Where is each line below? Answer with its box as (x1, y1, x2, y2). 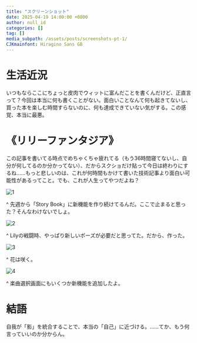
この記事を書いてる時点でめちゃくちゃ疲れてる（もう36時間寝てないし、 (6, 154, 182, 162)
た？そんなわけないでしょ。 (6, 208, 74, 215)
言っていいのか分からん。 (6, 330, 68, 337)
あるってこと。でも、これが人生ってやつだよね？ (21, 177, 140, 184)
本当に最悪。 (16, 111, 48, 118)
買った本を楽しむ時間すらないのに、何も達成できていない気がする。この (6, 104, 181, 111)
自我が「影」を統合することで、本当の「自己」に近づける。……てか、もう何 (6, 323, 190, 330)
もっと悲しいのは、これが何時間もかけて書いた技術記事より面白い (25, 169, 185, 177)
